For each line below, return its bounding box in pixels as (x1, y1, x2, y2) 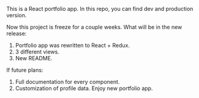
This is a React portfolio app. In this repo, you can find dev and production (6, 5, 193, 12)
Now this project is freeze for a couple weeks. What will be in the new (6, 24, 182, 30)
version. (6, 12, 27, 19)
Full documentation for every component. (15, 79, 120, 85)
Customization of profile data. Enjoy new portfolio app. (15, 85, 153, 92)
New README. (15, 55, 53, 61)
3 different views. (15, 48, 59, 55)
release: (6, 30, 27, 37)
